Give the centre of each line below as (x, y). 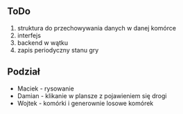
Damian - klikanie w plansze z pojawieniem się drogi (92, 95)
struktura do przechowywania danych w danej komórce (97, 28)
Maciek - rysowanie (45, 88)
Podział (24, 72)
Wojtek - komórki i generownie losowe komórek (85, 103)
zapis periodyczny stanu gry (58, 50)
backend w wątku (42, 42)
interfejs (29, 35)
